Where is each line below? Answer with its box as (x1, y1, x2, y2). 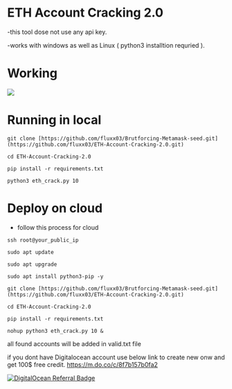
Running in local (7, 112, 102, 128)
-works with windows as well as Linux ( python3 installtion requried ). (7, 41, 206, 49)
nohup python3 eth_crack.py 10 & (7, 327, 104, 334)
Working (7, 66, 57, 81)
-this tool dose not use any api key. (7, 28, 107, 36)
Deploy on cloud (7, 201, 102, 216)
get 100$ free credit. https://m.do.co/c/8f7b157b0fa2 (7, 360, 158, 368)
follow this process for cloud (17, 223, 99, 231)
